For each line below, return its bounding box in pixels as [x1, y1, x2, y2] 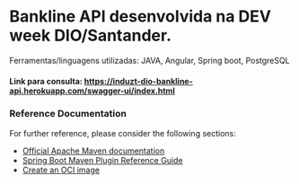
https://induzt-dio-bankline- [84, 75, 193, 86]
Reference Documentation [9, 108, 128, 120]
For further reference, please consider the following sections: [9, 127, 236, 138]
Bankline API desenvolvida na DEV [9, 6, 272, 27]
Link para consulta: [9, 75, 83, 86]
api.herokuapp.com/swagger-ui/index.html [9, 85, 175, 96]
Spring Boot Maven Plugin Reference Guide [22, 154, 183, 165]
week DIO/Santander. [9, 25, 172, 46]
